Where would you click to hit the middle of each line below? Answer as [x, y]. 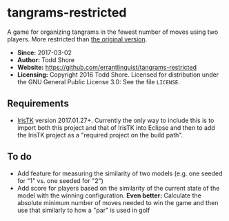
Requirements [38, 104]
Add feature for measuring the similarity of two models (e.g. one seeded [120, 173]
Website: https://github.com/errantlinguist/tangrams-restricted [107, 67]
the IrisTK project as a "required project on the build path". [100, 135]
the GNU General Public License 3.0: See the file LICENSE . [99, 81]
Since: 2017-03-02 [44, 52]
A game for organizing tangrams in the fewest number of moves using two [113, 32]
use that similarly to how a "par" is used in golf [83, 210]
